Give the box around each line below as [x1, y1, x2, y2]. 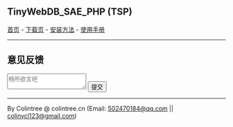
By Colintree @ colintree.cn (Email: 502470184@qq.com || [7, 104, 174, 112]
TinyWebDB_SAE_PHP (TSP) [7, 6, 133, 18]
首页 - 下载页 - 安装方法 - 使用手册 [7, 25, 105, 33]
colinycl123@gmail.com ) [7, 111, 77, 120]
